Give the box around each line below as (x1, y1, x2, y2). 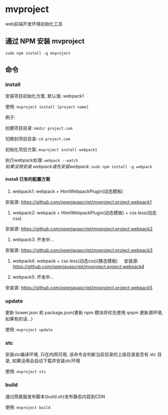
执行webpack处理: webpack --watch (5, 157, 78, 163)
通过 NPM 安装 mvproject (5, 37, 85, 46)
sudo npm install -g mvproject (5, 50, 71, 56)
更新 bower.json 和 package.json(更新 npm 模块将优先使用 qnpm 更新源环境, (5, 309, 163, 315)
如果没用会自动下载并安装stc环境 (12, 358, 80, 364)
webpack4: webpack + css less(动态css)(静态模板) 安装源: (12, 258, 139, 264)
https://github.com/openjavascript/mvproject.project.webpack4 (12, 263, 145, 269)
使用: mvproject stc (5, 369, 46, 375)
